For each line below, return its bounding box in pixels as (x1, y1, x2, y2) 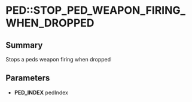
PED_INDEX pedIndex (14, 89, 68, 96)
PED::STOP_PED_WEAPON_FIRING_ (5, 4, 186, 17)
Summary (5, 40, 43, 50)
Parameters (5, 73, 50, 84)
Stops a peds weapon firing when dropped (5, 56, 111, 63)
